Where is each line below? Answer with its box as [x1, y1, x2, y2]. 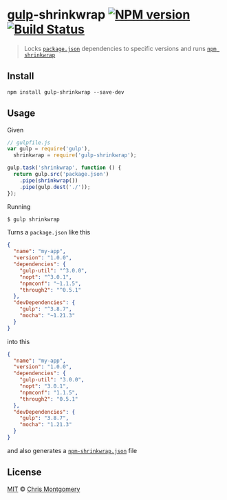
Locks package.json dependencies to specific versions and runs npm [23, 44, 217, 52]
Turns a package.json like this [7, 228, 91, 237]
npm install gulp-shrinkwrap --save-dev [7, 88, 125, 96]
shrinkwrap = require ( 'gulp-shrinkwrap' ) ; [13, 152, 137, 159]
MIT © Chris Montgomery [7, 485, 80, 493]
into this [7, 337, 30, 346]
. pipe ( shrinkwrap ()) [19, 177, 78, 184]
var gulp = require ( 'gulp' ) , [7, 146, 91, 152]
